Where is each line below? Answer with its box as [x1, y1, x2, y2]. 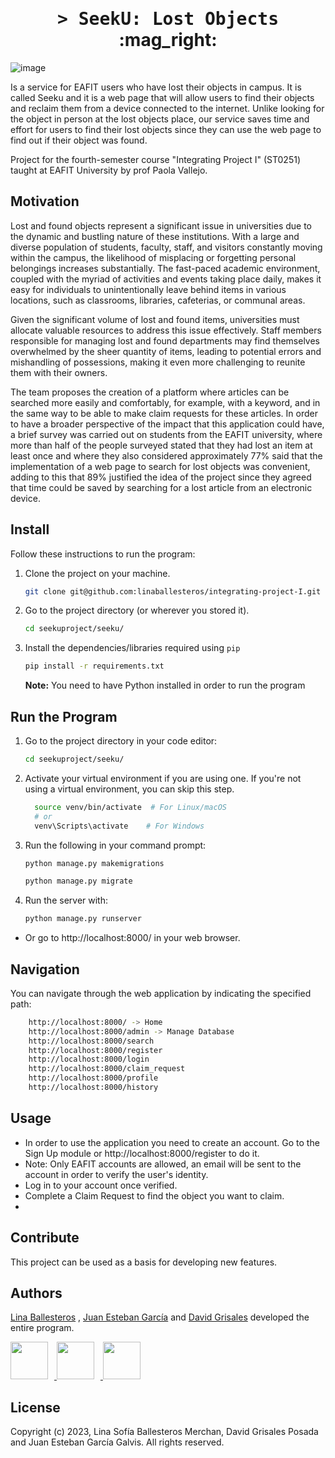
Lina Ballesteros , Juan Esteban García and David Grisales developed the [10, 1311, 310, 1323]
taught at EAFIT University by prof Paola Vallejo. [10, 164, 208, 176]
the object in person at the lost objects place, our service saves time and [10, 113, 310, 125]
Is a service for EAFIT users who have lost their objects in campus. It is [10, 81, 302, 93]
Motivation [10, 193, 80, 210]
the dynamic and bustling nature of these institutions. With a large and [10, 230, 300, 242]
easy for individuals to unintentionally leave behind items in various [10, 283, 287, 295]
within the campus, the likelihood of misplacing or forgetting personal [10, 251, 297, 263]
